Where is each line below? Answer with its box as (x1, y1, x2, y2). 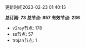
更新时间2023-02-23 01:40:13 (5, 4, 66, 10)
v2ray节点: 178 (12, 25, 42, 31)
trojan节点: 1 (12, 37, 37, 43)
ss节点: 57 (12, 31, 34, 37)
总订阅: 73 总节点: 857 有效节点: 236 (5, 15, 80, 21)
